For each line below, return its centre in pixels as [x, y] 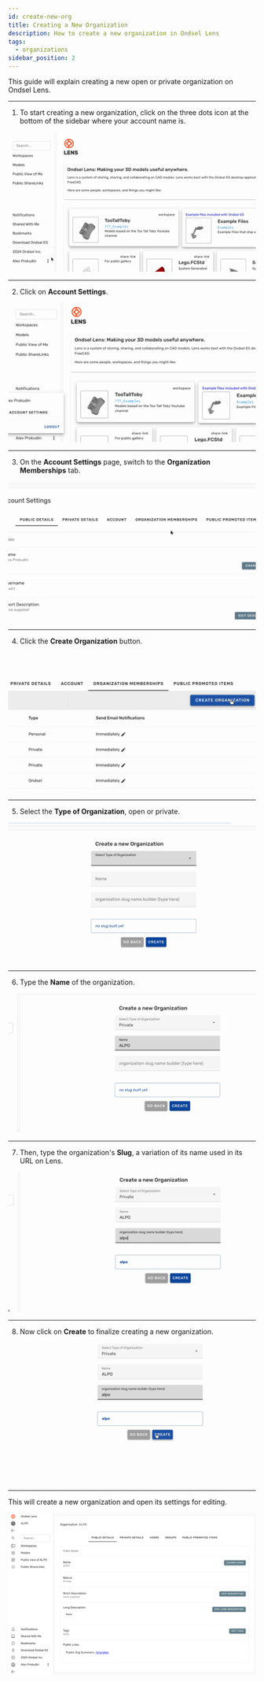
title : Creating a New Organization [68, 25]
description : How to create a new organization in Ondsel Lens [114, 33]
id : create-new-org [40, 17]
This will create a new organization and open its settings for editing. [118, 1502]
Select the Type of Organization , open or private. [100, 811]
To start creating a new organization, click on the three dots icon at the [134, 113]
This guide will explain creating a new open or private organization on [121, 82]
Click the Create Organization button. [81, 641]
